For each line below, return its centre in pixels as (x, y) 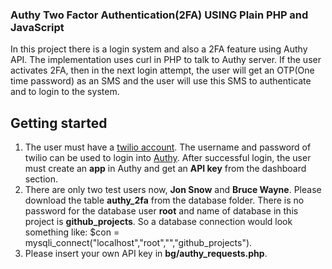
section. (41, 179)
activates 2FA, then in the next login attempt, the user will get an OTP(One (162, 70)
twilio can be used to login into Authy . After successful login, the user (168, 158)
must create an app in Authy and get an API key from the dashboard (165, 169)
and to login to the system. (65, 92)
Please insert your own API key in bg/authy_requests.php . (146, 254)
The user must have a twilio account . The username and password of (168, 147)
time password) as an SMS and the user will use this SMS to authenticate (161, 81)
